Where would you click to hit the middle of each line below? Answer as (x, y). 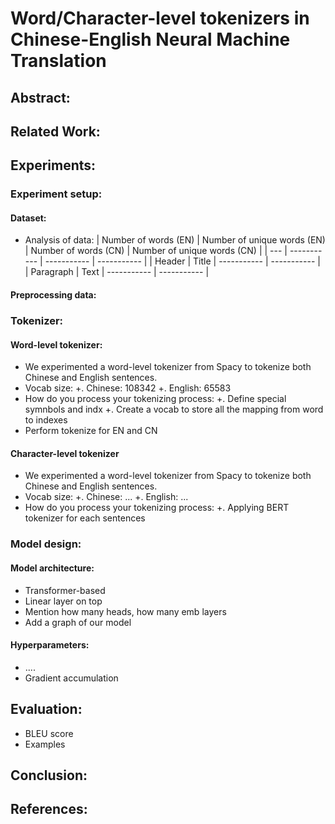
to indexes (46, 420)
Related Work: (55, 131)
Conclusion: (49, 775)
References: (49, 809)
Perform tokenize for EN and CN (91, 431)
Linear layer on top (63, 601)
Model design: (46, 544)
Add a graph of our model (78, 622)
